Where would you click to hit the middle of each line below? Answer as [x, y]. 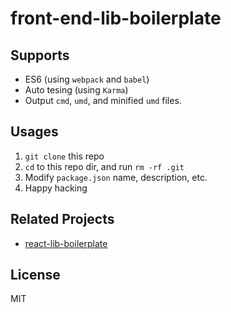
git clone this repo [64, 156]
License [35, 275]
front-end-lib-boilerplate [116, 18]
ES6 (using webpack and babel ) [87, 79]
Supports [40, 55]
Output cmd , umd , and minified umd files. [103, 100]
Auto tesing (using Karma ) [76, 90]
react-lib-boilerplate [66, 243]
